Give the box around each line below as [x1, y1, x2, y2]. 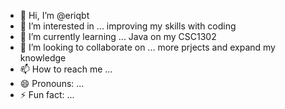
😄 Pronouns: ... [19, 78, 85, 89]
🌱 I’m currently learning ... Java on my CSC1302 [19, 31, 217, 42]
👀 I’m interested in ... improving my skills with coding [19, 20, 237, 32]
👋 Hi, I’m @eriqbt [19, 10, 90, 21]
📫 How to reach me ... [19, 63, 113, 75]
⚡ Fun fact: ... [19, 89, 75, 100]
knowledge [19, 52, 67, 64]
